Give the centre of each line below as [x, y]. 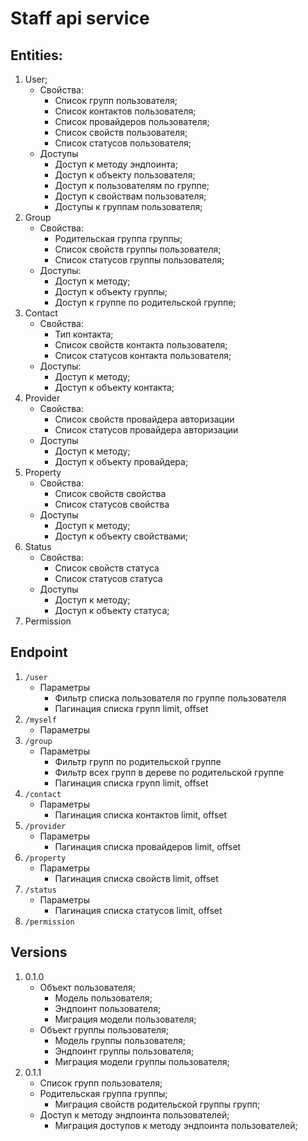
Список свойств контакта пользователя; [141, 345]
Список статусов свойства [112, 504]
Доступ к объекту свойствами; [121, 536]
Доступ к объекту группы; [111, 291]
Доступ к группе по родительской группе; [145, 302]
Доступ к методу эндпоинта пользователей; [134, 1114]
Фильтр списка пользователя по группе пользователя [170, 698]
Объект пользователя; [87, 987]
